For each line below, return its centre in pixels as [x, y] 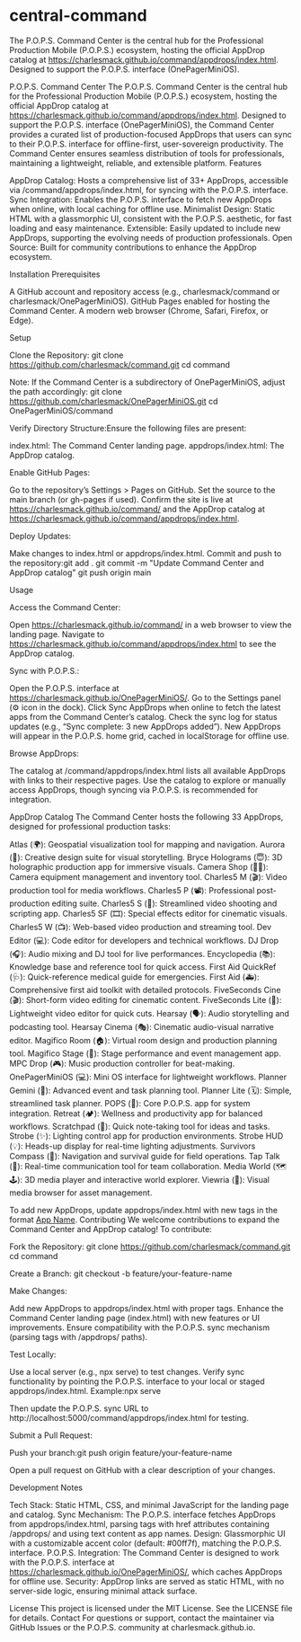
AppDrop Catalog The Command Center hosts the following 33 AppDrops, [146, 817]
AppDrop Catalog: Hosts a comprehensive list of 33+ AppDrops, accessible [149, 180]
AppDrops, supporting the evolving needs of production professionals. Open [151, 237]
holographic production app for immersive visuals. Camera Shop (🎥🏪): [139, 866]
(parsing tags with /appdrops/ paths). [79, 1336]
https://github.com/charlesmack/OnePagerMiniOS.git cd [114, 401]
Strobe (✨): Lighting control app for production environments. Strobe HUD [146, 1136]
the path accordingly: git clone [66, 391]
